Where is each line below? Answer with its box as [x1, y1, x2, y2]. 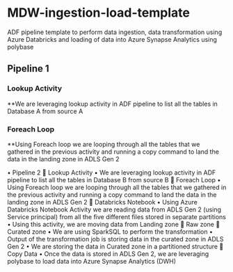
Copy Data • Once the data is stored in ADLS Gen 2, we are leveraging [7, 249, 209, 258]
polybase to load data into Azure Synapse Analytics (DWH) [7, 257, 176, 265]
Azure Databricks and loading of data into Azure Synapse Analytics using [7, 35, 218, 43]
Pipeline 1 [7, 63, 50, 74]
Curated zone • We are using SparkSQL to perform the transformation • [7, 227, 214, 236]
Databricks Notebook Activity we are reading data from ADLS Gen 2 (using [7, 205, 221, 214]
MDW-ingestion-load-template [7, 5, 190, 21]
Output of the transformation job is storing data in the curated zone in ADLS [7, 234, 224, 243]
